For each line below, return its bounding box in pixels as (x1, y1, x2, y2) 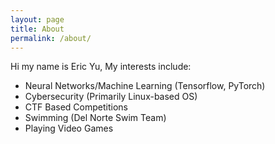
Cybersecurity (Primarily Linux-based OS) (24, 91, 198, 103)
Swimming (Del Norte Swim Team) (24, 112, 167, 124)
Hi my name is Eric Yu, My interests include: (10, 61, 192, 73)
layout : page (10, 14, 65, 25)
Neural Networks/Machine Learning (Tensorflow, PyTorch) (24, 80, 266, 92)
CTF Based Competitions (24, 101, 128, 113)
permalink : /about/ (10, 33, 92, 43)
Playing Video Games (24, 122, 114, 135)
